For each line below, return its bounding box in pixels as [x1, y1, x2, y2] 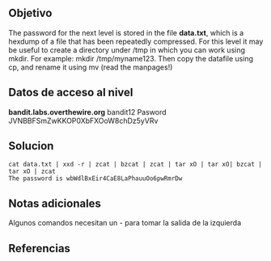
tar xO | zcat [8, 167, 57, 176]
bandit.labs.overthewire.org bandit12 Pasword [8, 107, 167, 116]
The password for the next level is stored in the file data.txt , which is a [8, 27, 244, 37]
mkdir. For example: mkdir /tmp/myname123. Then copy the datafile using [8, 53, 253, 63]
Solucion [8, 139, 54, 153]
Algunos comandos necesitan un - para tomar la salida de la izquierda [8, 218, 242, 228]
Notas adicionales [8, 196, 101, 210]
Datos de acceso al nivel [8, 86, 133, 99]
